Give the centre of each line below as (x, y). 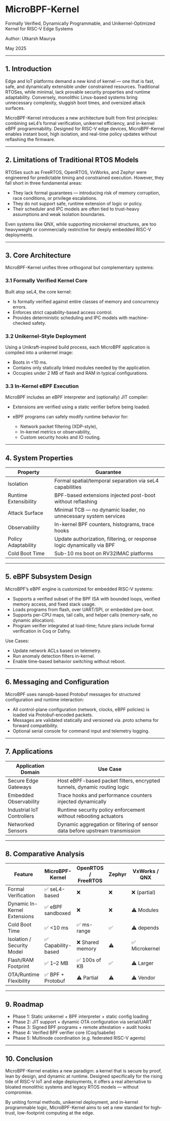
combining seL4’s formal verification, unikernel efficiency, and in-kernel (80, 123)
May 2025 (16, 48)
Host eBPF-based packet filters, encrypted (109, 781)
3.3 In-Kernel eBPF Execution (42, 386)
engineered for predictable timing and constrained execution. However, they (85, 178)
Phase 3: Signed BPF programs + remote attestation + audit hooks (81, 1027)
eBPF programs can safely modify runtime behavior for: (70, 417)
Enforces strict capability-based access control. (62, 312)
